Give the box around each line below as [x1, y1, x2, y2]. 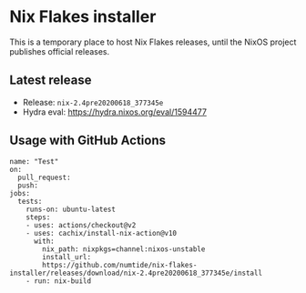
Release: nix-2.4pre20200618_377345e [22, 96, 164, 107]
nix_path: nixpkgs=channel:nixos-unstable [42, 244, 206, 254]
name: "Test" [9, 157, 59, 166]
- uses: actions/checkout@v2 [25, 220, 137, 229]
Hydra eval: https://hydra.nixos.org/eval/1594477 [22, 106, 208, 117]
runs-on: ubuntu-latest [25, 205, 117, 214]
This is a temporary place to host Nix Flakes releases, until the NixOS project [9, 36, 297, 47]
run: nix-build [33, 276, 92, 286]
